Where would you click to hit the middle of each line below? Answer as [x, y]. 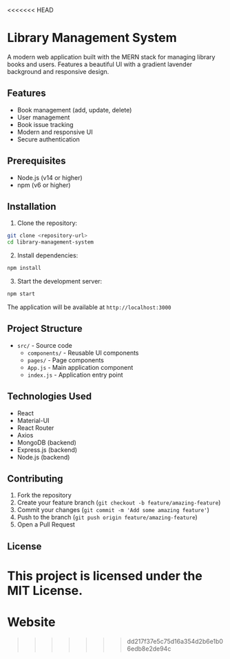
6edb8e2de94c [149, 649]
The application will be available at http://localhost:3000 [89, 307]
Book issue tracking [45, 124]
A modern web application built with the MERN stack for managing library [111, 57]
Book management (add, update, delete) [74, 110]
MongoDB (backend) [47, 442]
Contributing [35, 479]
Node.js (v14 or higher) [50, 177]
